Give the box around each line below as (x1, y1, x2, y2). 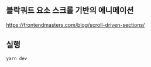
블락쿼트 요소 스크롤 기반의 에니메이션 (6, 5, 134, 16)
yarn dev (6, 55, 28, 61)
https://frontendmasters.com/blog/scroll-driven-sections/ (6, 21, 145, 28)
